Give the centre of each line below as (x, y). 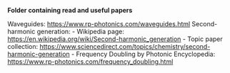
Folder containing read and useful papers (70, 10)
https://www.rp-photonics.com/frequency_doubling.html (90, 62)
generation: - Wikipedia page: (81, 32)
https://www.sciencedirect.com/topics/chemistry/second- (125, 46)
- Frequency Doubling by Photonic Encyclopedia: (143, 54)
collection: (23, 46)
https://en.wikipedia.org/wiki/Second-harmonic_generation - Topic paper (115, 39)
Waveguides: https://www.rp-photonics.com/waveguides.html (99, 24)
